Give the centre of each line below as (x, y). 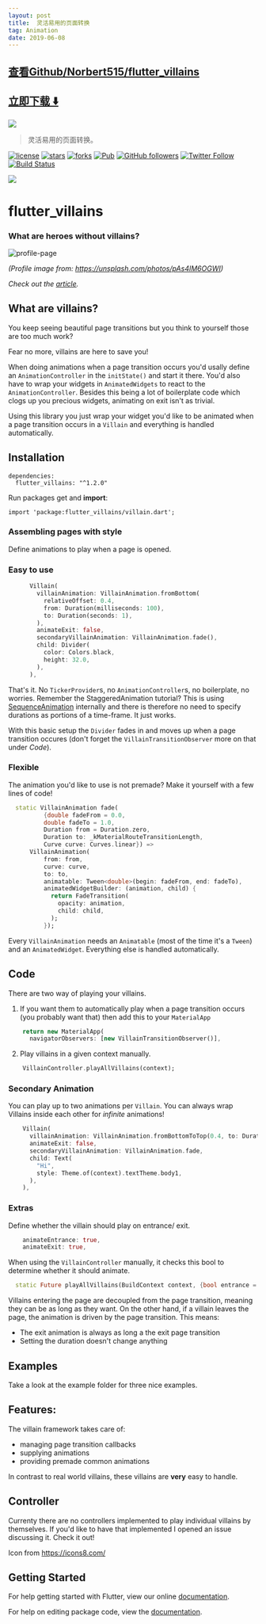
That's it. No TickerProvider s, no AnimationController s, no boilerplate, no (129, 689)
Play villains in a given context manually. (85, 1054)
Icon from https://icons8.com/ (57, 1553)
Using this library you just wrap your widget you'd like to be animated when (131, 416)
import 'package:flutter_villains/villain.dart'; (92, 512)
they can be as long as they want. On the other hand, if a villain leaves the (129, 1309)
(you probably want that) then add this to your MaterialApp (115, 1017)
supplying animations (54, 1452)
